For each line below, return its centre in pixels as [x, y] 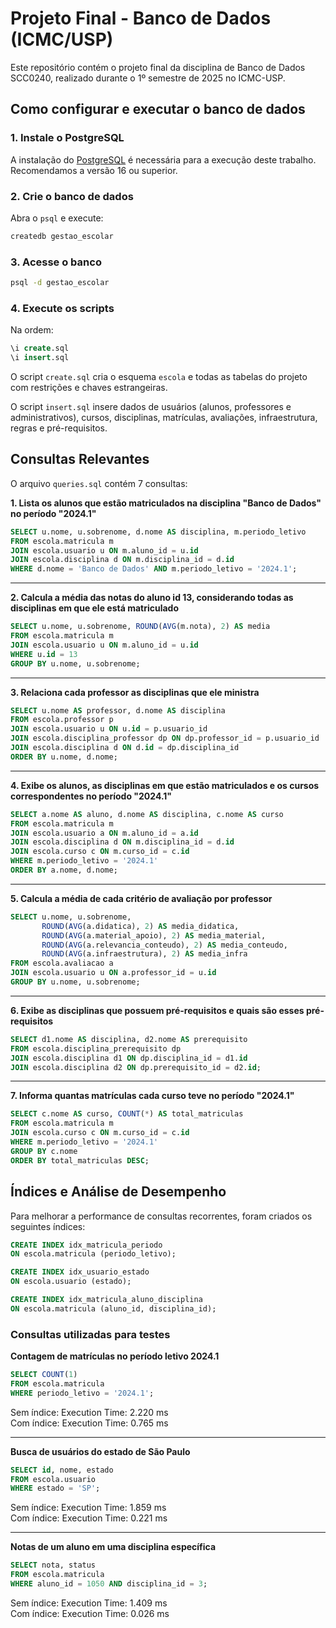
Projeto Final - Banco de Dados [141, 18]
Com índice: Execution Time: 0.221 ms [89, 1518]
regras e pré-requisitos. [59, 428]
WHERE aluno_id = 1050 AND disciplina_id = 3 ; [109, 1584]
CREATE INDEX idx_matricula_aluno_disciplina [106, 1300]
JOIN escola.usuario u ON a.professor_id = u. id [113, 973]
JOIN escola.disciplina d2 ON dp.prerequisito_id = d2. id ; [136, 1067]
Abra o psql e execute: [57, 218]
